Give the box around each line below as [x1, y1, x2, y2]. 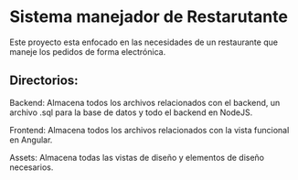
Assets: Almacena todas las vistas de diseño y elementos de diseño [9, 152, 265, 163]
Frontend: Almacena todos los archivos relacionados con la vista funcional [9, 124, 290, 135]
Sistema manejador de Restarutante [9, 6, 288, 27]
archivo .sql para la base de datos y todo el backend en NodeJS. [9, 107, 253, 118]
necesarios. [9, 162, 54, 173]
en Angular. [9, 134, 53, 145]
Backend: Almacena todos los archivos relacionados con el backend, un [9, 97, 281, 108]
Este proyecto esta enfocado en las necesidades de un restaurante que [9, 37, 279, 48]
